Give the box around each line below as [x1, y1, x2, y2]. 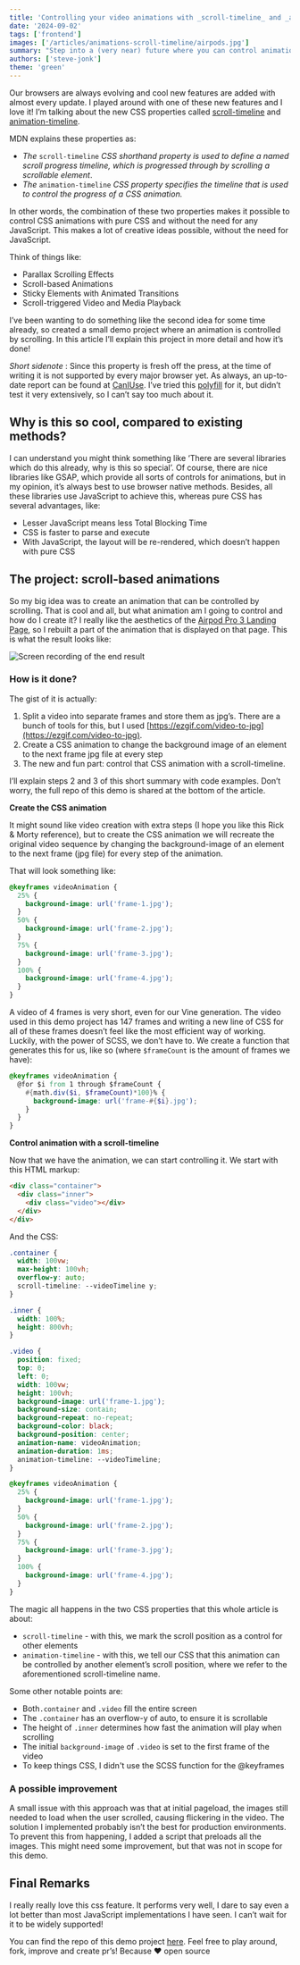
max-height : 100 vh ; [17, 1265, 90, 1274]
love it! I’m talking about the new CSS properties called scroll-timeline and [9, 106, 281, 117]
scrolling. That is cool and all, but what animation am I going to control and [9, 605, 283, 616]
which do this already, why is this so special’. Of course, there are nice [9, 462, 268, 473]
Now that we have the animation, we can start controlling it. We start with [9, 1155, 279, 1166]
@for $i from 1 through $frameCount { [17, 1079, 162, 1088]
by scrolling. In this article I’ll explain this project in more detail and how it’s [9, 333, 284, 344]
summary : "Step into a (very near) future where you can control [9, 46, 257, 55]
